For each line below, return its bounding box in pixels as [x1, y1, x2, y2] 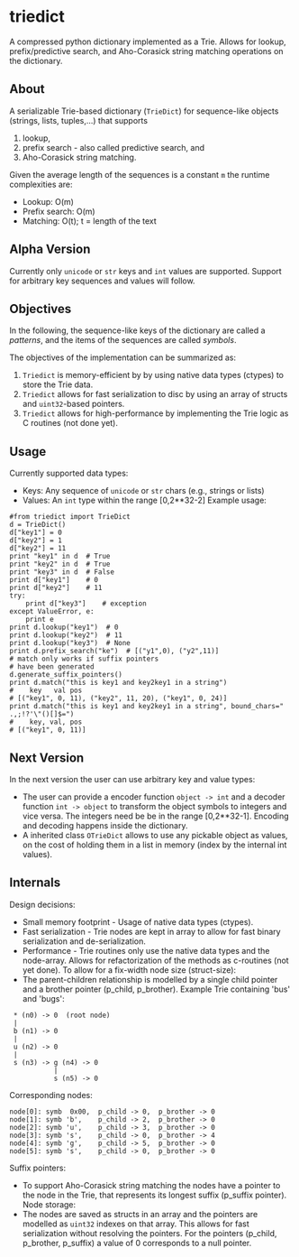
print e [25, 615, 54, 624]
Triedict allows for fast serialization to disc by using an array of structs [22, 389, 288, 400]
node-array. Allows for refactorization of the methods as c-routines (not [22, 955, 290, 966]
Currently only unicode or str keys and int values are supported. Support [9, 265, 282, 276]
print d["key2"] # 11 [9, 584, 103, 593]
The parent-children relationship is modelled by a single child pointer [22, 974, 278, 984]
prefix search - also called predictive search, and [22, 142, 205, 153]
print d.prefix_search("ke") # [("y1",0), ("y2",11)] [9, 647, 220, 656]
